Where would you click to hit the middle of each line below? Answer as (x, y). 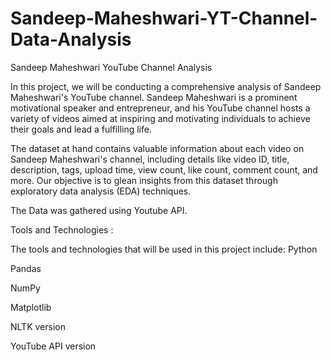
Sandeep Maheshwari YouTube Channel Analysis (111, 67)
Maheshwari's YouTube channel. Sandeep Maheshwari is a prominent (154, 97)
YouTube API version (53, 346)
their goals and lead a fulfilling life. (81, 129)
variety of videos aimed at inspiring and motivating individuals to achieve (160, 118)
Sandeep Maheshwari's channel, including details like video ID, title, (150, 159)
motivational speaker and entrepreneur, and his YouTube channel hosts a (160, 108)
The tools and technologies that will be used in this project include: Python (164, 249)
